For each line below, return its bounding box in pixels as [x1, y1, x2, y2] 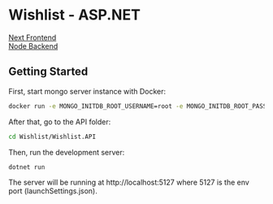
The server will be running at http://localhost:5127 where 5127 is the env [8, 177, 249, 188]
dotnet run [8, 163, 45, 171]
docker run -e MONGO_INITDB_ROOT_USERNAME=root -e [8, 102, 184, 111]
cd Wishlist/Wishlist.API [8, 132, 96, 141]
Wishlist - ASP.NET [8, 6, 141, 24]
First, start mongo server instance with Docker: [8, 86, 167, 96]
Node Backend [8, 41, 58, 50]
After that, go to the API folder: [8, 116, 111, 127]
